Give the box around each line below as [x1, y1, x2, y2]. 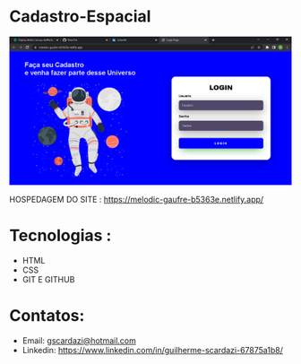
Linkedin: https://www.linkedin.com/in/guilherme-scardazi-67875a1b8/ [21, 345, 284, 356]
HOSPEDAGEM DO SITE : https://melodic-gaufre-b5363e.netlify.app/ [9, 195, 264, 205]
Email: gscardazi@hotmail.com [21, 335, 137, 346]
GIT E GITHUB [21, 274, 75, 285]
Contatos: [9, 306, 85, 326]
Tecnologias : [9, 226, 112, 246]
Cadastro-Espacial [9, 6, 151, 27]
